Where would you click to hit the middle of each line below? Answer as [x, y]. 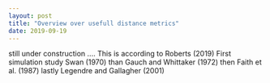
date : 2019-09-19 [38, 31]
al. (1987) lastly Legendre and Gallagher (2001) [86, 71]
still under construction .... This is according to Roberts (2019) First [120, 54]
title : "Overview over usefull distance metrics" [94, 23]
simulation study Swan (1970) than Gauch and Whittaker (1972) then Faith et [135, 62]
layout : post [30, 16]
